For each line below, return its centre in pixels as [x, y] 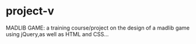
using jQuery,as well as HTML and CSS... [57, 34]
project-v [30, 11]
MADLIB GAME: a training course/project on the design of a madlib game [98, 28]
